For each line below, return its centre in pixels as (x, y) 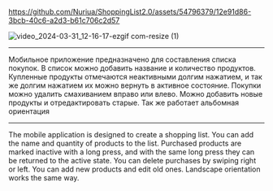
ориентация (29, 111)
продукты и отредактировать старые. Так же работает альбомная (124, 102)
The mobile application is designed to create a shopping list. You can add (131, 135)
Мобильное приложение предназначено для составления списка (123, 59)
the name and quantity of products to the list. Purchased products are (125, 143)
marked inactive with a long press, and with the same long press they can (132, 152)
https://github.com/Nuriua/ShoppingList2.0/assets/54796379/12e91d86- (130, 12)
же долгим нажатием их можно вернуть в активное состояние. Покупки (135, 85)
